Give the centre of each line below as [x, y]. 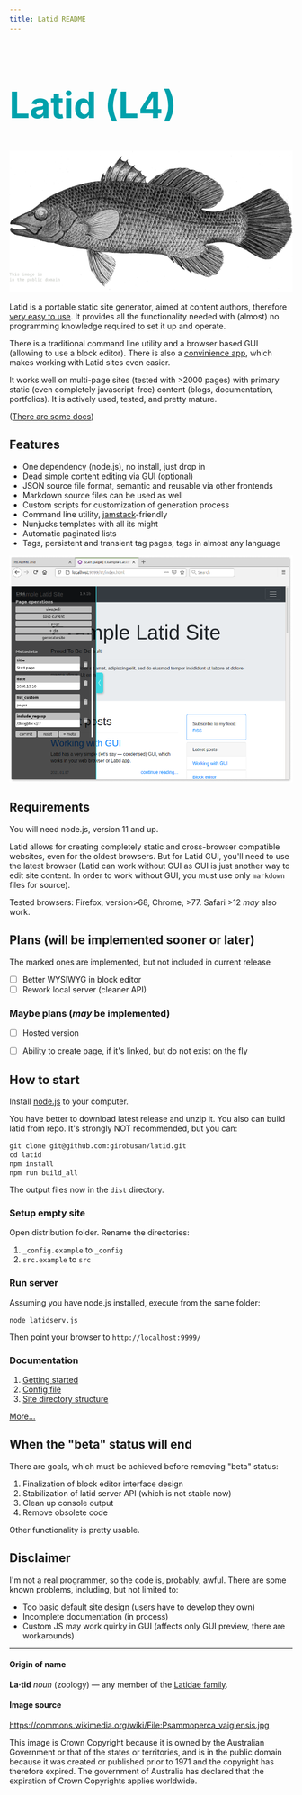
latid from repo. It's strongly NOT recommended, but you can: [124, 1128]
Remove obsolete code [65, 1512]
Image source [36, 1705]
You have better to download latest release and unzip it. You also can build [147, 1119]
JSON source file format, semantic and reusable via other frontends [148, 485]
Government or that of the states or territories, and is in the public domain [146, 1752]
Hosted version [50, 1033]
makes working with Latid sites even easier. [90, 363]
